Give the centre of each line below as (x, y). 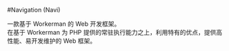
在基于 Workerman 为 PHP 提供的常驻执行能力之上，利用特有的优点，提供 (112, 32)
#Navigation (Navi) (34, 10)
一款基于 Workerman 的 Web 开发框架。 (64, 24)
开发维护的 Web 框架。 (63, 41)
